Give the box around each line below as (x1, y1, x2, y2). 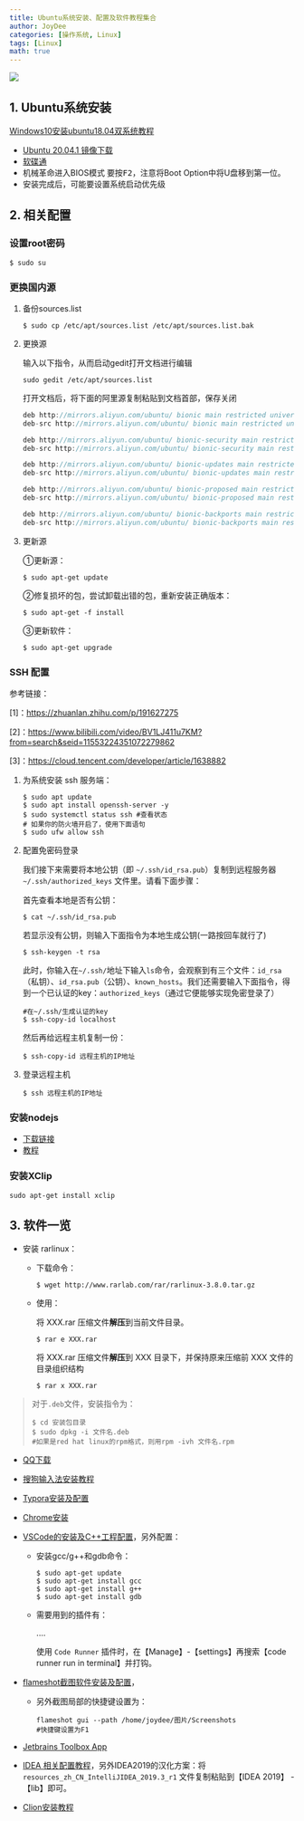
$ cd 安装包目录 (31, 1418, 87, 1427)
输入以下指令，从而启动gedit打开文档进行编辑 (22, 357, 193, 368)
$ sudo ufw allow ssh (22, 828, 104, 837)
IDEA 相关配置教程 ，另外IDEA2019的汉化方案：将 (22, 1760, 206, 1771)
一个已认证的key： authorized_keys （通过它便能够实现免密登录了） (30, 987, 280, 998)
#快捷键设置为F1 (35, 1726, 90, 1735)
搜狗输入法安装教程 (22, 1473, 95, 1485)
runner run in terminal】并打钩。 (35, 1658, 157, 1669)
